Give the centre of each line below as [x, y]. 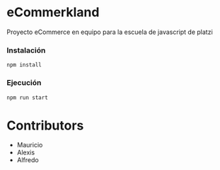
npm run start [28, 97]
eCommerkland [53, 12]
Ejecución [24, 83]
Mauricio [30, 145]
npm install [24, 65]
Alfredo [28, 160]
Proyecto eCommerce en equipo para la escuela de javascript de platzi [110, 32]
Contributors [45, 125]
